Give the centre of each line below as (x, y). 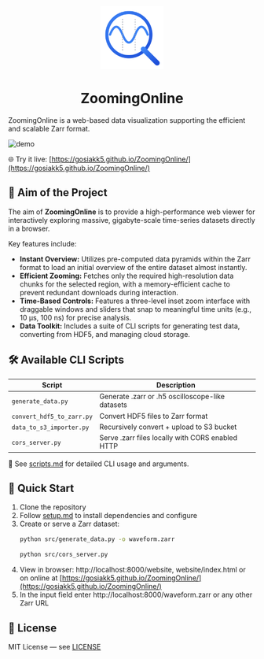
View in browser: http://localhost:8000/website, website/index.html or (132, 570)
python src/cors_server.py (64, 555)
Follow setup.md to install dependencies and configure (108, 516)
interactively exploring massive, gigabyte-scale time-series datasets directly (132, 220)
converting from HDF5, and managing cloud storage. (105, 334)
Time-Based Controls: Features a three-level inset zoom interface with (135, 301)
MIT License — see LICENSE (55, 646)
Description (176, 385)
